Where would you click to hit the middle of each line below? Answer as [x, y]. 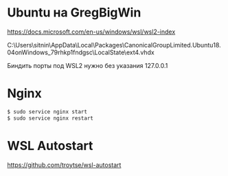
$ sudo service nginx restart [50, 118]
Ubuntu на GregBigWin [74, 13]
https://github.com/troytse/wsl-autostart [64, 165]
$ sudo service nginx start [47, 111]
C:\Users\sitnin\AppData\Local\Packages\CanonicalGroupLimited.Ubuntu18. [114, 45]
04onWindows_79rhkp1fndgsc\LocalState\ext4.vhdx [81, 52]
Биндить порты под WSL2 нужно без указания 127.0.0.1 [88, 65]
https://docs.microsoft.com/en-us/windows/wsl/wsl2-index [91, 32]
